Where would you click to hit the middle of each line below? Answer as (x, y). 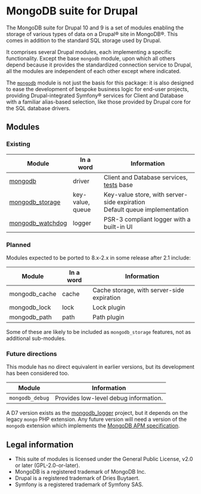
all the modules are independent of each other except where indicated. (94, 71)
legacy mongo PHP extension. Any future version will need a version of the (97, 419)
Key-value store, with (134, 194)
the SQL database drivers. (38, 108)
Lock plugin (109, 307)
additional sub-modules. (36, 338)
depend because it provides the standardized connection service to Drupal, (99, 65)
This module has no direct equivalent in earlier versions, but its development (100, 367)
